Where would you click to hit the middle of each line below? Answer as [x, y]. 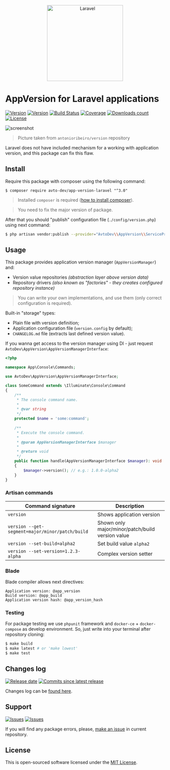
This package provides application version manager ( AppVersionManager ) [81, 262]
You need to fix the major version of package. [65, 210]
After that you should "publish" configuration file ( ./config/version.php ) [80, 219]
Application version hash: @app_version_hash [54, 600]
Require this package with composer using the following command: [75, 181]
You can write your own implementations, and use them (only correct [90, 298]
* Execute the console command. [51, 433]
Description [130, 506]
